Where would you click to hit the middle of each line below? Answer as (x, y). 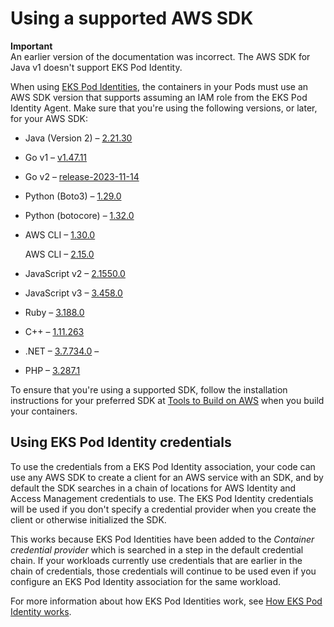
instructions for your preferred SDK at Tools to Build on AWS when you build (167, 400)
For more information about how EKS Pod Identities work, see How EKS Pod (166, 601)
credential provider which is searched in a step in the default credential (157, 549)
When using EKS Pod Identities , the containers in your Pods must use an (159, 86)
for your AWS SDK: (49, 118)
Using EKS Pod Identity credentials (121, 442)
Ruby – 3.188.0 (54, 312)
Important (31, 46)
